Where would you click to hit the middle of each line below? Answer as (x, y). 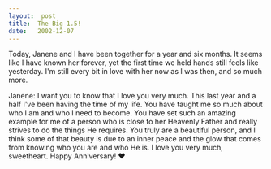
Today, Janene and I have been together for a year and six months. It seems (135, 54)
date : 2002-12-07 (41, 31)
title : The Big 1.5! (45, 24)
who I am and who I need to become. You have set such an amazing (123, 113)
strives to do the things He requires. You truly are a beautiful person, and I (132, 130)
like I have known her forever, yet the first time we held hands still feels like (133, 63)
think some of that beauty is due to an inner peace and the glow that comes (135, 139)
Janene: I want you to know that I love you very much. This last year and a (132, 96)
